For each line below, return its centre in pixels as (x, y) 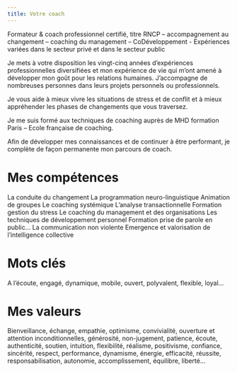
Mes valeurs (44, 311)
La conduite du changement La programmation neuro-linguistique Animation (119, 197)
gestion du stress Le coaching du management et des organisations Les (112, 212)
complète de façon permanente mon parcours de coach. (90, 149)
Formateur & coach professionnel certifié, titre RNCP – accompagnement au (118, 34)
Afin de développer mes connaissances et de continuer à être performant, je (118, 141)
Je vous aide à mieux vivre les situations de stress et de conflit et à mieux (115, 99)
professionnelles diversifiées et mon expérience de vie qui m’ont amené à (115, 70)
